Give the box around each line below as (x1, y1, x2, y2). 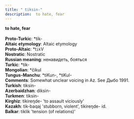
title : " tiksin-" (5, 7, 43, 12)
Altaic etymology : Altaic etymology (5, 41, 77, 47)
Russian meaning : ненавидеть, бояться (5, 56, 87, 62)
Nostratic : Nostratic (5, 51, 45, 57)
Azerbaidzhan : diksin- (5, 88, 51, 94)
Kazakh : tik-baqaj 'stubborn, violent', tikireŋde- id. (5, 103, 107, 109)
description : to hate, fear (5, 12, 65, 17)
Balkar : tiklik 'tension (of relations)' (5, 108, 76, 114)
